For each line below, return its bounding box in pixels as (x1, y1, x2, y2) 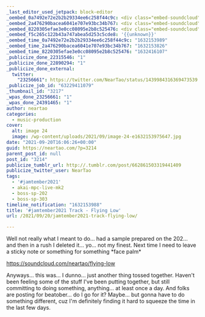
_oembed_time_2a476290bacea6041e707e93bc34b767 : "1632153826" (6, 43, 168, 49)
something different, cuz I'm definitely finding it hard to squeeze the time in (6, 297, 195, 305)
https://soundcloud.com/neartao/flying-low (6, 260, 115, 267)
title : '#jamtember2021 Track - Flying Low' (6, 207, 121, 213)
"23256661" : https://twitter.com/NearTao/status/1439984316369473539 (17, 77, 198, 83)
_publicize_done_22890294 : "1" (6, 60, 86, 66)
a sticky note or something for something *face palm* (6, 248, 142, 255)
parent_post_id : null (6, 151, 62, 157)
